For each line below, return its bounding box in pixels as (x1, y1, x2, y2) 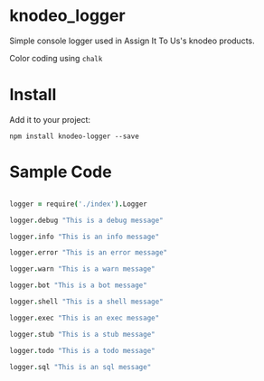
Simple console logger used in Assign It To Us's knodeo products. (9, 35, 255, 46)
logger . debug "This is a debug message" (9, 216, 165, 225)
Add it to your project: (9, 114, 91, 125)
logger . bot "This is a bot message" (9, 281, 147, 290)
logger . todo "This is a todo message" (9, 346, 156, 355)
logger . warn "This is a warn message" (9, 265, 156, 274)
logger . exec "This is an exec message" (9, 313, 160, 322)
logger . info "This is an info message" (9, 232, 160, 241)
